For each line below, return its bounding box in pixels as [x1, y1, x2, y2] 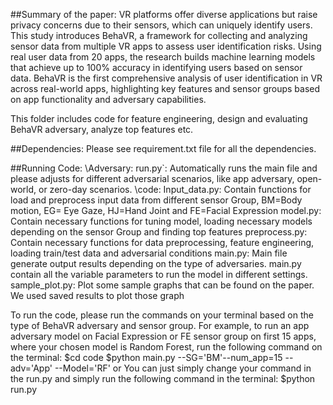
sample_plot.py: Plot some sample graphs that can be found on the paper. [10, 279, 315, 291]
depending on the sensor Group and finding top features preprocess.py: [10, 226, 308, 238]
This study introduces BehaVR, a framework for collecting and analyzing [10, 30, 308, 41]
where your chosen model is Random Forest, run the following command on [10, 341, 323, 353]
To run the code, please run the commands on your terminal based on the [10, 309, 314, 321]
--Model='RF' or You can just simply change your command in [54, 362, 312, 374]
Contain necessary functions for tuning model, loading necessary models [10, 215, 313, 227]
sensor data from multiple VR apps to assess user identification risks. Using [10, 40, 322, 52]
